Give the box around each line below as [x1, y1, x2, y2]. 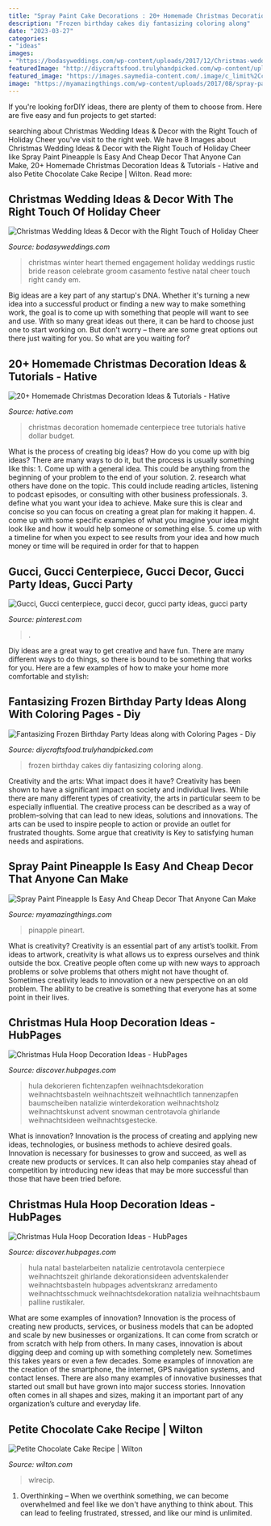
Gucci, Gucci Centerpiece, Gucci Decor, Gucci [8, 564, 244, 578]
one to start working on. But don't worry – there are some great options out [8, 325, 258, 335]
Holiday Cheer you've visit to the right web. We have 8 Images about [8, 134, 236, 144]
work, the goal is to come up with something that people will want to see [8, 308, 249, 318]
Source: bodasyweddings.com [8, 242, 110, 252]
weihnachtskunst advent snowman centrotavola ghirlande [27, 1107, 220, 1117]
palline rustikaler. [27, 1297, 85, 1307]
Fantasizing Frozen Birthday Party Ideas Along [8, 695, 247, 708]
